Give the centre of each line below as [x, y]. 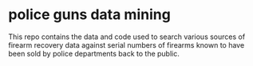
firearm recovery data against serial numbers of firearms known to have [126, 45]
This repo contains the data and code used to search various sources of [127, 37]
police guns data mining [90, 15]
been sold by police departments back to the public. [94, 53]
